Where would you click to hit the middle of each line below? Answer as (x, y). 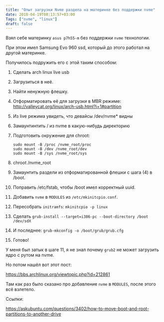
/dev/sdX (22, 221)
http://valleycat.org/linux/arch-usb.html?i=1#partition (67, 107)
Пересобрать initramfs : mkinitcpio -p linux (60, 207)
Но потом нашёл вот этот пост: (39, 265)
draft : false (19, 24)
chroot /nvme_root (32, 163)
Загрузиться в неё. (33, 82)
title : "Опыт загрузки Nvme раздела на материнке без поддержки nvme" (81, 10)
